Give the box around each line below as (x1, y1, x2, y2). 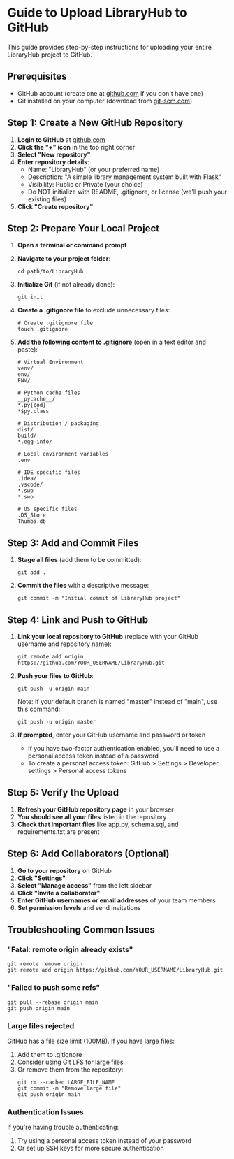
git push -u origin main (17, 685, 90, 692)
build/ (17, 432, 37, 440)
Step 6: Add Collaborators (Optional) (7, 848, 170, 860)
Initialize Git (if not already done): (17, 280, 115, 289)
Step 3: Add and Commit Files (7, 537, 139, 549)
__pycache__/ (17, 396, 56, 403)
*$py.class (17, 408, 50, 415)
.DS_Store (17, 512, 47, 519)
